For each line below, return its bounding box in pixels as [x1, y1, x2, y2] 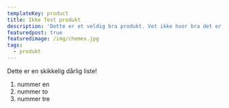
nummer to [16, 87, 49, 96]
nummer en [16, 80, 50, 88]
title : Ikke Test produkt [7, 16, 81, 23]
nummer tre [16, 94, 51, 103]
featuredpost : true [7, 29, 63, 36]
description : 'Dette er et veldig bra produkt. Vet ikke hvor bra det [7, 23, 213, 29]
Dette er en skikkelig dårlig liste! [7, 66, 98, 75]
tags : [7, 42, 23, 49]
